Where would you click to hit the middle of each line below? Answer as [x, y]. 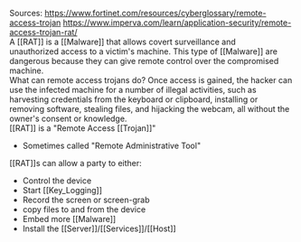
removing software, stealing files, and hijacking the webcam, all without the [150, 109]
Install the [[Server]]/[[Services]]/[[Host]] [99, 228]
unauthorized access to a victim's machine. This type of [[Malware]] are [144, 51]
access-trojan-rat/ [43, 32]
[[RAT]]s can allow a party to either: [75, 163]
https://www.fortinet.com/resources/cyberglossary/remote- [155, 13]
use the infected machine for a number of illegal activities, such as [133, 90]
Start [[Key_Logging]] [62, 190]
